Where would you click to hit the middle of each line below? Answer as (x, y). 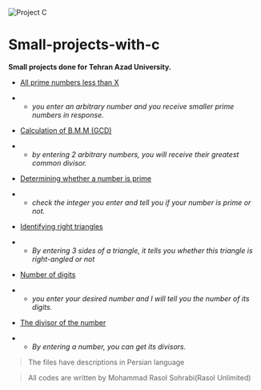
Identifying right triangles (61, 226)
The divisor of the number (63, 322)
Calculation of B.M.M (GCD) (66, 130)
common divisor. (59, 163)
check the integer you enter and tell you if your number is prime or (141, 202)
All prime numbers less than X (69, 82)
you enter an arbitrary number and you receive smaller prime (133, 106)
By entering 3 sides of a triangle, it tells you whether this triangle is (143, 250)
